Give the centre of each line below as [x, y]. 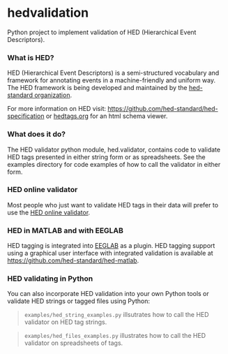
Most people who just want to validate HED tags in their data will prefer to [113, 205]
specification [26, 116]
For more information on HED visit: [57, 109]
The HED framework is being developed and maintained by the [97, 88]
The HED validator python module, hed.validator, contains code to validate [114, 149]
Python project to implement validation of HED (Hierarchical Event [102, 32]
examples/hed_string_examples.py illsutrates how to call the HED [116, 315]
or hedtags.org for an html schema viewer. [107, 116]
